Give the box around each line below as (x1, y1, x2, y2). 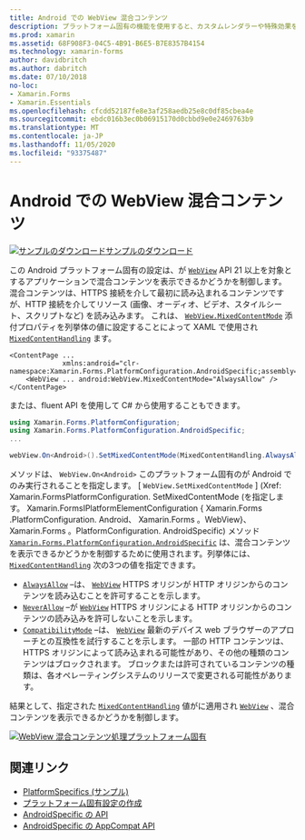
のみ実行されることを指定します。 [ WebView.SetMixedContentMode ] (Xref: (9, 480, 281, 491)
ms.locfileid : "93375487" (9, 148, 107, 157)
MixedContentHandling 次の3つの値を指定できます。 (9, 560, 202, 571)
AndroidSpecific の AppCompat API (22, 820, 156, 831)
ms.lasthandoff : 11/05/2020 (9, 140, 116, 149)
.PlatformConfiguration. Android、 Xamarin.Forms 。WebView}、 (9, 515, 251, 525)
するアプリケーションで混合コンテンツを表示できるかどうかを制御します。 (9, 275, 288, 286)
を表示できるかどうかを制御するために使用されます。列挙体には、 (9, 548, 256, 559)
